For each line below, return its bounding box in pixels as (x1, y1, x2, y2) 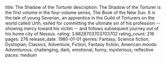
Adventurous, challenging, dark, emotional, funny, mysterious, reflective (5, 47, 154, 52)
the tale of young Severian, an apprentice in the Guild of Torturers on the (5, 15, 155, 20)
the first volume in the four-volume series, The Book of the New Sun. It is (5, 9, 155, 15)
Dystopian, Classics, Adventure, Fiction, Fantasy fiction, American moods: (5, 41, 157, 47)
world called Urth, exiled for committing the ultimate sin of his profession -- (5, 20, 160, 26)
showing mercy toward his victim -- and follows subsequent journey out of (5, 25, 159, 31)
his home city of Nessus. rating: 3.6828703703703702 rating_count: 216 (5, 31, 154, 36)
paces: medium (5, 52, 37, 58)
